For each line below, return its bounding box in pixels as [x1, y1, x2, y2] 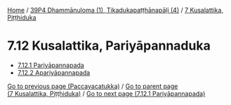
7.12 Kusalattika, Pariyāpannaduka [7, 38, 211, 54]
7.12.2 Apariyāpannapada [17, 68, 91, 76]
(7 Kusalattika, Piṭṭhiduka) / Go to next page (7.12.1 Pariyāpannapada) [7, 89, 206, 97]
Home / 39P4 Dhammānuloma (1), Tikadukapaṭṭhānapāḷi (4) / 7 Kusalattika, [7, 6, 223, 14]
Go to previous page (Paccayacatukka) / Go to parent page [7, 82, 178, 90]
